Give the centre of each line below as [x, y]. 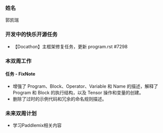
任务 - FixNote [20, 74]
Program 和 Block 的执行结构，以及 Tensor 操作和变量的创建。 [78, 92]
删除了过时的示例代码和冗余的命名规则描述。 [60, 99]
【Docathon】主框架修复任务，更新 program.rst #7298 [70, 46]
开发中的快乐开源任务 [31, 35]
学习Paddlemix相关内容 [37, 125]
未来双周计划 [21, 113]
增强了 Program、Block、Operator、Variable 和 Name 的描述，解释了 [85, 86]
